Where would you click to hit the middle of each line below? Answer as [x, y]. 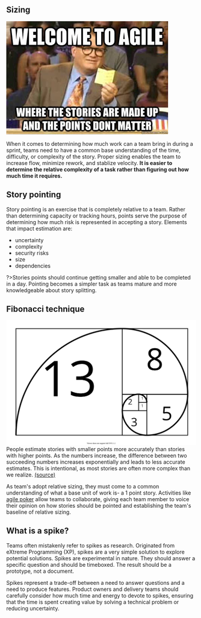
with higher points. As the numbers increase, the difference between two [97, 455]
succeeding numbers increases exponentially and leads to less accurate [96, 462]
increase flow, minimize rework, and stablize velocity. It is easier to [89, 163]
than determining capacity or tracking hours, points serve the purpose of [97, 216]
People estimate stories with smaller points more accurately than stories [96, 449]
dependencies [33, 266]
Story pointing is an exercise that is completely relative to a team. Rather [96, 209]
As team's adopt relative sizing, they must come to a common [83, 486]
